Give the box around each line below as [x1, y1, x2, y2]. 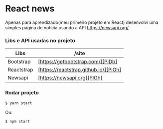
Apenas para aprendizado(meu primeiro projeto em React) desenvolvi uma [5, 19, 159, 25]
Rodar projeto [5, 89, 39, 96]
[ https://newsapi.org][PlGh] [38, 74, 103, 81]
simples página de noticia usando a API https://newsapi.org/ [5, 24, 129, 30]
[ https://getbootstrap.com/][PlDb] [38, 58, 118, 65]
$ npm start [5, 119, 30, 124]
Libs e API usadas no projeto [5, 37, 76, 44]
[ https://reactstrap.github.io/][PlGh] [38, 66, 122, 73]
